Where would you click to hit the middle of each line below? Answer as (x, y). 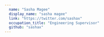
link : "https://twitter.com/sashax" (45, 18)
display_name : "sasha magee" (38, 14)
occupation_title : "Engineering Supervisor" (54, 23)
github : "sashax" (26, 27)
